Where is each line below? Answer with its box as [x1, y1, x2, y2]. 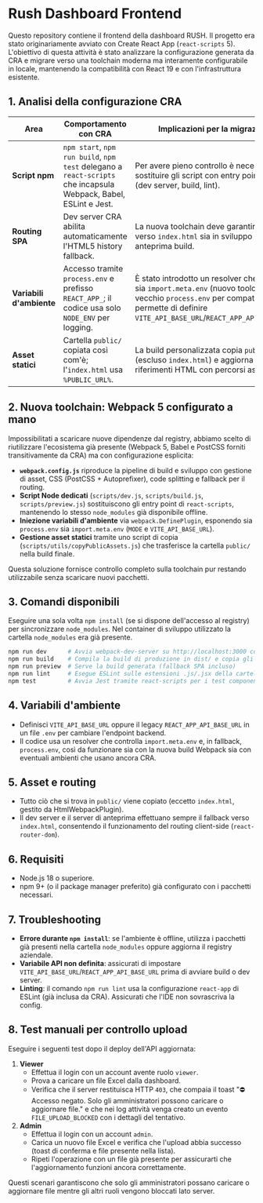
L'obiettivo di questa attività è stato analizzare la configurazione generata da [8, 47, 254, 57]
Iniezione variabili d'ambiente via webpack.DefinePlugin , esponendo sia [19, 516, 253, 525]
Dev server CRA [63, 211, 122, 222]
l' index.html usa [63, 364, 124, 375]
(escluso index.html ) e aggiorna [135, 354, 254, 365]
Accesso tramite [63, 263, 124, 274]
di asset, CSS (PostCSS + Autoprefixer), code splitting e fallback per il [19, 474, 245, 483]
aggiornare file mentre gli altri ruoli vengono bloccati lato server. [8, 1186, 215, 1195]
